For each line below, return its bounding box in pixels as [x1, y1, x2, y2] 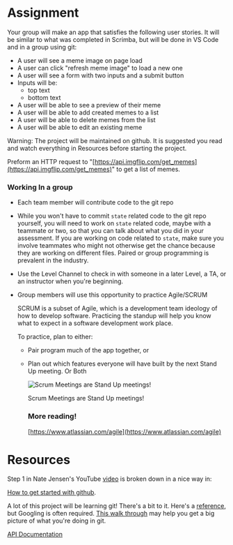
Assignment [7, 5, 79, 21]
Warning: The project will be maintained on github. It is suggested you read [7, 136, 223, 144]
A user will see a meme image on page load [17, 56, 143, 64]
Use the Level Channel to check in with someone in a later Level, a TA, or [17, 270, 227, 278]
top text [27, 86, 50, 94]
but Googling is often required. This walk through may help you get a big [7, 509, 215, 518]
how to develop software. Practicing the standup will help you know [17, 312, 212, 320]
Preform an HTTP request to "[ [7, 157, 95, 165]
